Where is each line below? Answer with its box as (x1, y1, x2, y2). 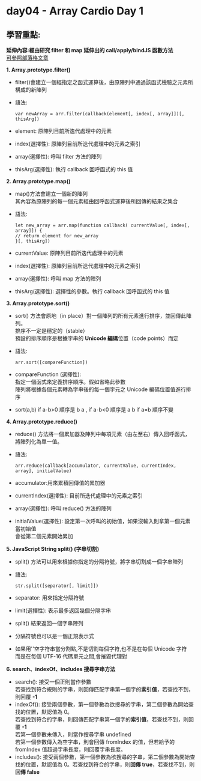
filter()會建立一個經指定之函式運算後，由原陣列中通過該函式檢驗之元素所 (14, 79, 194, 85)
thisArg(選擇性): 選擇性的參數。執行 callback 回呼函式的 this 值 (14, 288, 170, 295)
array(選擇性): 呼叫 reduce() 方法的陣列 (14, 505, 112, 512)
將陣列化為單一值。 (14, 438, 63, 445)
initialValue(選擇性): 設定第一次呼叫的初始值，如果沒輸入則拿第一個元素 (14, 518, 191, 524)
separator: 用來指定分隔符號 (14, 594, 85, 601)
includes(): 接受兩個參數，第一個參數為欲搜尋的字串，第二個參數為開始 (14, 753, 190, 761)
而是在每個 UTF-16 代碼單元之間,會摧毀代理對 (14, 653, 128, 660)
